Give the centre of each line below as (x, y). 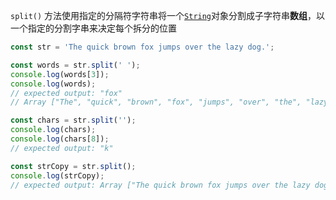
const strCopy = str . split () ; (73, 166)
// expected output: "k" (62, 148)
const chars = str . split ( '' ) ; (73, 120)
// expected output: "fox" (66, 93)
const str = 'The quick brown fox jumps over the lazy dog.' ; (142, 47)
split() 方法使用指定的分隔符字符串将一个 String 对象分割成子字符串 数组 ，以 (168, 15)
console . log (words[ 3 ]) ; (60, 74)
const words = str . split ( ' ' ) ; (75, 65)
